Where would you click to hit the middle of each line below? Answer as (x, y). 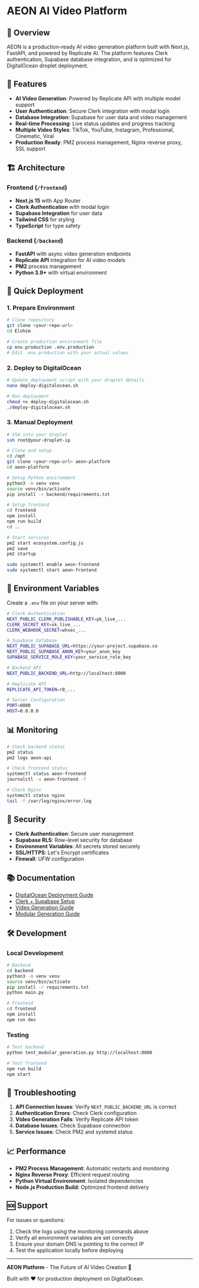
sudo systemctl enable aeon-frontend (53, 565)
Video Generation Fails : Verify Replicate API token (77, 1119)
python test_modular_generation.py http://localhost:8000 (79, 1052)
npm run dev (21, 1019)
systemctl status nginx (36, 795)
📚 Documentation (41, 878)
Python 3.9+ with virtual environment (61, 272)
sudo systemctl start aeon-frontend (52, 570)
